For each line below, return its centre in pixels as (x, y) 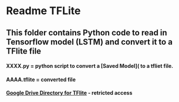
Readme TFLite (43, 11)
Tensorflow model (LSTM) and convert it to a (89, 42)
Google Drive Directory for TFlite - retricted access (69, 93)
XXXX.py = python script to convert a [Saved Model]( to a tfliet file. (90, 66)
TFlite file (24, 51)
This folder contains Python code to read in (87, 33)
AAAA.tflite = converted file (41, 79)
